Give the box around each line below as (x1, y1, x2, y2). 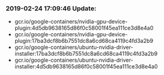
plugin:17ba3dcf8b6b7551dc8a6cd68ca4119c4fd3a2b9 (14, 37, 154, 45)
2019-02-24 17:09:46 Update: (5, 4, 97, 13)
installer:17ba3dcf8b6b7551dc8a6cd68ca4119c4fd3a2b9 (14, 50, 158, 57)
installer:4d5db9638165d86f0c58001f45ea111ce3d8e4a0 (14, 63, 158, 70)
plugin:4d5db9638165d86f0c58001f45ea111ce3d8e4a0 (14, 24, 154, 31)
